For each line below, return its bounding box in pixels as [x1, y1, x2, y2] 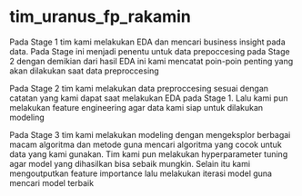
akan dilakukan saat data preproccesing [9, 65, 159, 76]
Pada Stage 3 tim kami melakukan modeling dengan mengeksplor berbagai [9, 129, 291, 140]
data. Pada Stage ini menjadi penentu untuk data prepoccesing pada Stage [9, 45, 290, 56]
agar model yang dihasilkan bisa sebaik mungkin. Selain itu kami [9, 158, 251, 169]
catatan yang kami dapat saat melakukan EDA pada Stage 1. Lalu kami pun [9, 93, 288, 103]
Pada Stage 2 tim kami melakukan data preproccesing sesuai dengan [9, 83, 269, 93]
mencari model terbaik [9, 177, 94, 188]
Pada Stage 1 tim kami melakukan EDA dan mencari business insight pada [9, 36, 287, 47]
